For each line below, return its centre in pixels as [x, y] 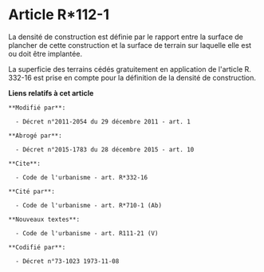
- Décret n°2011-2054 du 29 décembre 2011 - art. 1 [103, 121]
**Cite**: [25, 164]
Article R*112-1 [59, 15]
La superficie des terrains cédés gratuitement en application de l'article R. [130, 69]
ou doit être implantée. [45, 53]
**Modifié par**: [37, 108]
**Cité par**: [32, 191]
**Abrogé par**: [35, 136]
